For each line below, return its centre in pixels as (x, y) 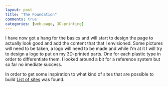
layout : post (19, 10)
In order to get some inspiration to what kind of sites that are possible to (79, 74)
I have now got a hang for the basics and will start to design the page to (79, 38)
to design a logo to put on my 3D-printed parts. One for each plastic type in (83, 54)
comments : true (21, 19)
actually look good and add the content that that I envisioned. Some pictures (84, 43)
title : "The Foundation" (31, 14)
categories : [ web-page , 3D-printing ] (45, 24)
